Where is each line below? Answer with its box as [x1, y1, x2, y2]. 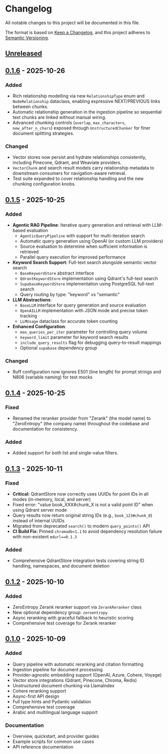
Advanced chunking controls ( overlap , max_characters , [12, 120, 126, 126]
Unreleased [5, 49, 43, 58]
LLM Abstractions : [12, 297, 52, 303]
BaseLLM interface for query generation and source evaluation [20, 302, 146, 308]
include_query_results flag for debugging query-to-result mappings [20, 340, 161, 345]
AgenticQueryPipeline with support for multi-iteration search [20, 233, 145, 239]
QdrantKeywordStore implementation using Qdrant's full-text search [20, 275, 158, 281]
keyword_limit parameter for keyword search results [20, 334, 129, 340]
